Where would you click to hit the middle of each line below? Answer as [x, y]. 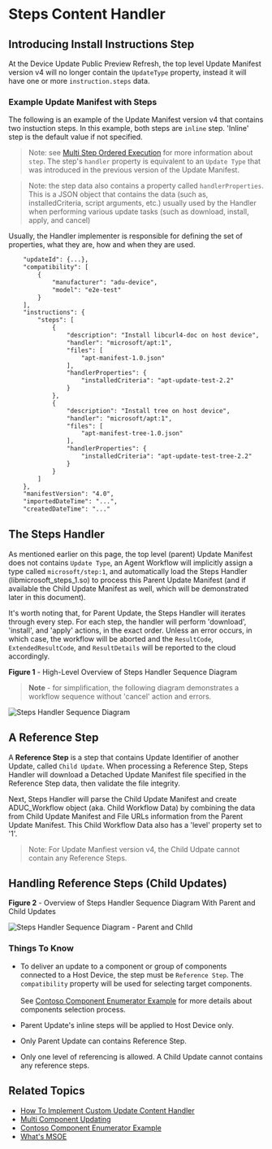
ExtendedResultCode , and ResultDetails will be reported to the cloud [122, 647]
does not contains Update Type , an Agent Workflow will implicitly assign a [131, 563]
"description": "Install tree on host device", [148, 411]
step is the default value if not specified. [76, 137]
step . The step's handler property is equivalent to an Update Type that [145, 161]
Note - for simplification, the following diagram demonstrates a [134, 687]
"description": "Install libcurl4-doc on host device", [163, 335]
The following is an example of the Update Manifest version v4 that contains [136, 120]
